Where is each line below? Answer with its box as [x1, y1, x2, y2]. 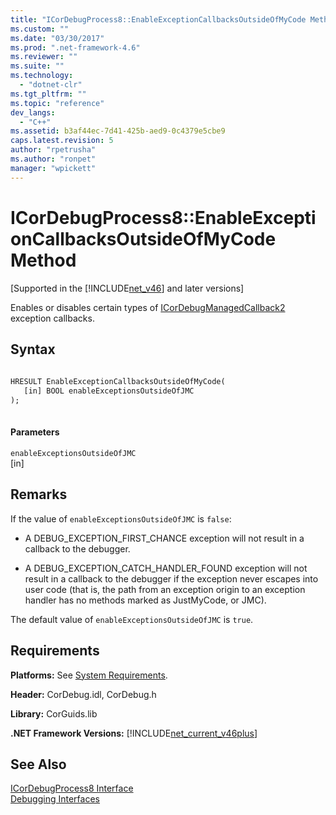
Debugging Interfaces [10, 793, 100, 805]
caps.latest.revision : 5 [10, 136, 114, 146]
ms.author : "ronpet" [10, 154, 97, 164]
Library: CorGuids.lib [10, 707, 98, 720]
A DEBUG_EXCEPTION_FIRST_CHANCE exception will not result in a [24, 532, 305, 544]
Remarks [10, 486, 68, 503]
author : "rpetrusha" [10, 145, 97, 155]
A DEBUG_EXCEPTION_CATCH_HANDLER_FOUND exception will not [24, 562, 308, 574]
